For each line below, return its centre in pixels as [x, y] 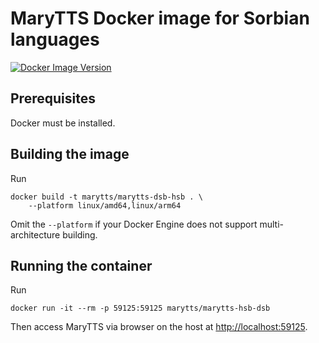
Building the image [70, 154]
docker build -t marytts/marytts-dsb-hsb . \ [106, 197]
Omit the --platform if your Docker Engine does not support [134, 224]
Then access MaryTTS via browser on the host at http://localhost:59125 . [159, 327]
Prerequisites [53, 98]
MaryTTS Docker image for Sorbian [160, 18]
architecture [35, 234]
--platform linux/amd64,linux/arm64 [105, 205]
